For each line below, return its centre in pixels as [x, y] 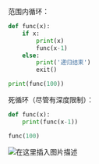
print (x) [50, 41]
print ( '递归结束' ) [64, 62]
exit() [47, 70]
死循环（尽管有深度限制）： [51, 100]
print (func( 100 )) [36, 84]
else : [31, 55]
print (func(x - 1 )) [50, 122]
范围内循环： [28, 11]
